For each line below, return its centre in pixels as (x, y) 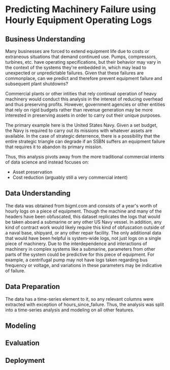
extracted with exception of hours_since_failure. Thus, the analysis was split (85, 304)
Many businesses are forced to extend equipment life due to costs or (77, 51)
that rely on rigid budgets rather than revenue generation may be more (79, 110)
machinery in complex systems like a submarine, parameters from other (80, 249)
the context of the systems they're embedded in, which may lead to (76, 68)
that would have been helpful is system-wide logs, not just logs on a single (83, 238)
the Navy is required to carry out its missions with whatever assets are (79, 130)
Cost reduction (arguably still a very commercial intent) (70, 177)
